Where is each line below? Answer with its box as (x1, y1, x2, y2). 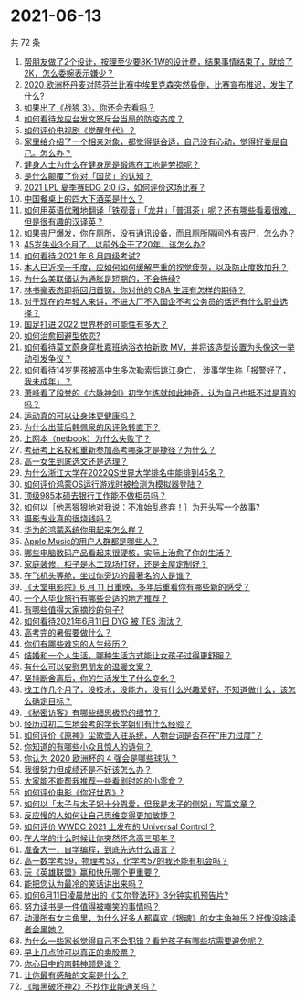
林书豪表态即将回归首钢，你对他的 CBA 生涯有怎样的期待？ (23, 284, 246, 295)
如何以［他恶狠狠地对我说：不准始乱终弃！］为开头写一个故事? (23, 501, 260, 512)
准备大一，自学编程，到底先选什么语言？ (23, 844, 176, 855)
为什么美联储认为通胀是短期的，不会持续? (23, 273, 181, 284)
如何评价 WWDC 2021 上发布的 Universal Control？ (23, 821, 216, 832)
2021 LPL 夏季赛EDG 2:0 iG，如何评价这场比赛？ (23, 182, 206, 193)
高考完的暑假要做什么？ (23, 626, 112, 637)
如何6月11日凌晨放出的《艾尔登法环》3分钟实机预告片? (23, 889, 229, 900)
